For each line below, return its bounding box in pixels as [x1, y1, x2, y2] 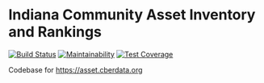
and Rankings [8, 23, 103, 41]
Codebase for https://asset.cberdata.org [8, 64, 143, 74]
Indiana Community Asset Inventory [8, 6, 256, 24]
